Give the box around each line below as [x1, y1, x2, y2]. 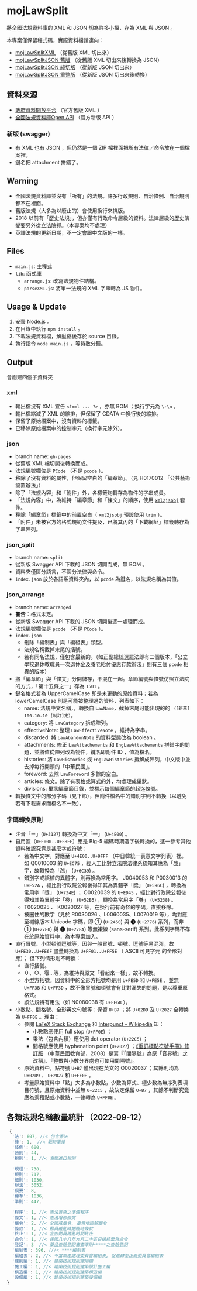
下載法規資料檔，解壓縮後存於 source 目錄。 [15, 332, 122, 340]
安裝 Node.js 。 [15, 318, 53, 325]
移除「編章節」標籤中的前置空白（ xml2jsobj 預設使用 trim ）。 [15, 511, 165, 518]
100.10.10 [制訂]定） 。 [23, 712, 77, 719]
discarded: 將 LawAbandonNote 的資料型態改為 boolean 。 [23, 734, 160, 741]
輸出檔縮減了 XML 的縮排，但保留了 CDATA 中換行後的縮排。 [15, 410, 162, 417]
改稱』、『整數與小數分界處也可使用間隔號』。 [32, 1057, 138, 1064]
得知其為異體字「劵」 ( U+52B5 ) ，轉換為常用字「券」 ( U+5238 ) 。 [23, 896, 177, 903]
